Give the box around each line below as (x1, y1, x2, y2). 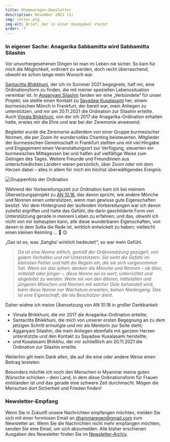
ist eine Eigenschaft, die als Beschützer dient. (17, 292, 113, 298)
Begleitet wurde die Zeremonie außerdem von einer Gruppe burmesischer (5, 129, 160, 135)
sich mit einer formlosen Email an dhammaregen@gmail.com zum (5, 415, 143, 421)
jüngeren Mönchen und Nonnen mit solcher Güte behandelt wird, (17, 281, 154, 287)
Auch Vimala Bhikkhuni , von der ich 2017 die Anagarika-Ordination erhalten (5, 114, 163, 120)
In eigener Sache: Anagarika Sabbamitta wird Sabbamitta (5, 43, 150, 50)
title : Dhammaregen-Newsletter (5, 7, 72, 13)
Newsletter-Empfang (5, 398, 58, 405)
